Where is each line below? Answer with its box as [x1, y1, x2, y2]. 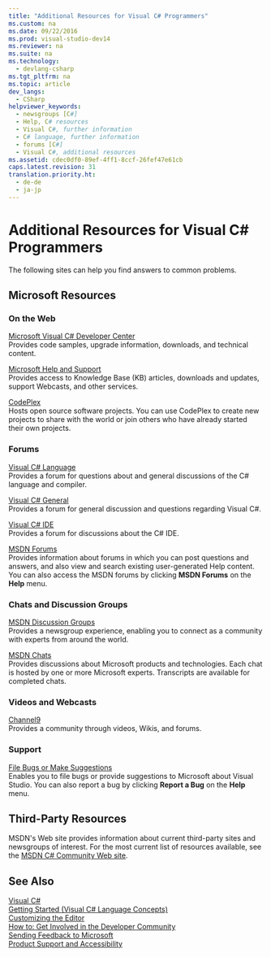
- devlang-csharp [15, 65, 75, 73]
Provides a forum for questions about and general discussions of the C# [8, 471, 250, 481]
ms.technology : [8, 58, 60, 66]
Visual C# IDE [8, 520, 54, 529]
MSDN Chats [8, 650, 52, 659]
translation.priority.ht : [8, 171, 96, 179]
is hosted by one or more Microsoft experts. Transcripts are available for [8, 668, 250, 677]
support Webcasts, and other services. [8, 381, 139, 391]
